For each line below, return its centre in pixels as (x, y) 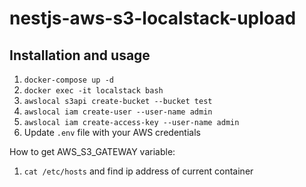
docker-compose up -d (68, 80)
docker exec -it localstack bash (93, 91)
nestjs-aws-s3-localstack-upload (153, 18)
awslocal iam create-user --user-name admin (118, 112)
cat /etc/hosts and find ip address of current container (138, 171)
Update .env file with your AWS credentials (112, 132)
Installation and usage (80, 55)
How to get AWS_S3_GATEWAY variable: (92, 151)
